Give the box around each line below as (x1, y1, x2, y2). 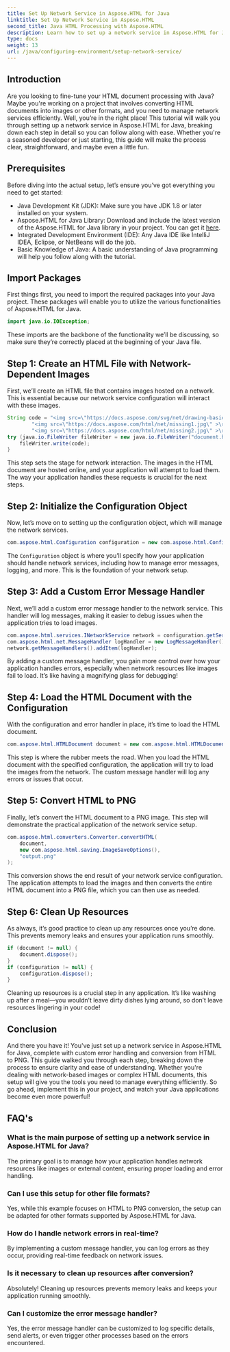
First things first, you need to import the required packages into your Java (7, 291, 216, 299)
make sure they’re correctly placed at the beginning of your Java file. (7, 338, 202, 346)
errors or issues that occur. (7, 775, 84, 783)
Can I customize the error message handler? (7, 1308, 157, 1318)
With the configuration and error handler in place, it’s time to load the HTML (7, 720, 220, 728)
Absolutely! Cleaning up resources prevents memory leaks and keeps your (7, 1284, 218, 1292)
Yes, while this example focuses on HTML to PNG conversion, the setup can (7, 1204, 222, 1213)
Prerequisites (7, 162, 66, 175)
